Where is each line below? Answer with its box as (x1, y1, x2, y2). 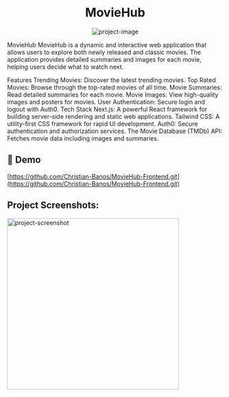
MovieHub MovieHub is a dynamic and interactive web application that (7, 40, 207, 49)
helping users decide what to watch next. (7, 62, 124, 71)
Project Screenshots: (7, 200, 99, 211)
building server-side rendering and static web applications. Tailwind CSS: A (7, 112, 220, 121)
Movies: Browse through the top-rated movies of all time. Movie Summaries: (7, 83, 223, 91)
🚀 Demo (7, 154, 41, 166)
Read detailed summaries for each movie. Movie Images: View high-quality (7, 91, 219, 99)
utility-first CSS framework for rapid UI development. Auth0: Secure (7, 119, 198, 128)
